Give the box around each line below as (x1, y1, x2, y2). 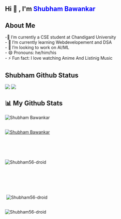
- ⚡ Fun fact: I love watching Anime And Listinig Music (5, 55, 113, 61)
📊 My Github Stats (5, 99, 63, 107)
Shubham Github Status (5, 71, 79, 79)
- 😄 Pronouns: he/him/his (5, 50, 57, 56)
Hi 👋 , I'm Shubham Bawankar (5, 5, 96, 13)
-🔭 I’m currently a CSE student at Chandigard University (5, 34, 116, 40)
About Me (5, 21, 35, 30)
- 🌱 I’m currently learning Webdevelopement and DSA (5, 39, 112, 45)
